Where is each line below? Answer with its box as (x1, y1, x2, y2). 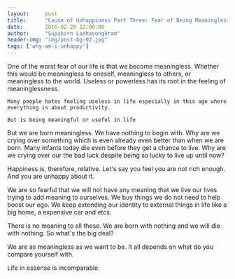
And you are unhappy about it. (7, 172, 94, 180)
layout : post (7, 10, 58, 18)
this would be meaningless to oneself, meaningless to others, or (7, 69, 191, 78)
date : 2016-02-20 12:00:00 (7, 23, 105, 30)
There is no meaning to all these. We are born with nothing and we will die (7, 222, 220, 230)
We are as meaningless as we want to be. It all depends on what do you (7, 243, 214, 251)
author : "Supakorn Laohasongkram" (7, 29, 120, 37)
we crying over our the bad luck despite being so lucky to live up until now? (7, 151, 225, 159)
